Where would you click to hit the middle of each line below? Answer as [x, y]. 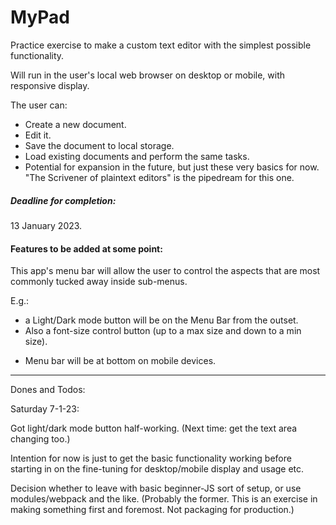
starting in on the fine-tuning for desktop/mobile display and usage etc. [157, 469]
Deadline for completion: [63, 200]
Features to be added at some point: [86, 248]
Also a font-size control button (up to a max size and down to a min [163, 331]
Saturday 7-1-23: [45, 409]
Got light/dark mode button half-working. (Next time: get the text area [154, 428]
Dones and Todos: [48, 390]
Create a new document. [75, 124]
